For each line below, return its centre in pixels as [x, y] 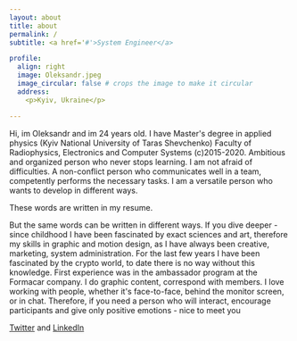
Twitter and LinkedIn [47, 328]
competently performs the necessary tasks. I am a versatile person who [141, 180]
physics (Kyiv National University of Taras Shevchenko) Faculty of [131, 143]
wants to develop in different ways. [74, 190]
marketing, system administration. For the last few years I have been [135, 253]
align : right [41, 67]
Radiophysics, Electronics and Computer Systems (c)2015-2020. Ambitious [147, 152]
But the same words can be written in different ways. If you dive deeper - [144, 225]
